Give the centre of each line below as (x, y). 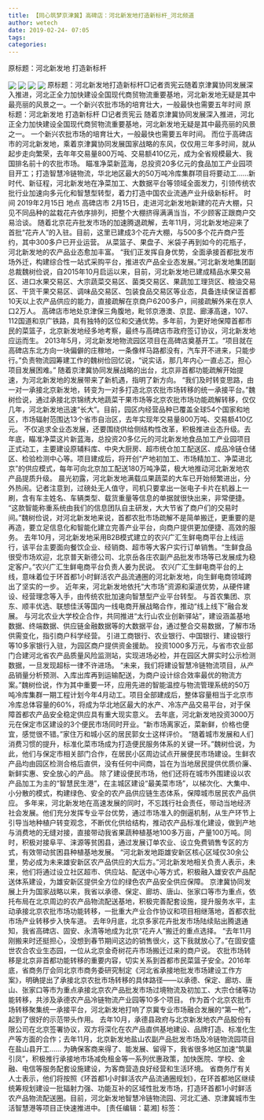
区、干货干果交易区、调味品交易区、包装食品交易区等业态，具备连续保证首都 (132, 291)
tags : (17, 37)
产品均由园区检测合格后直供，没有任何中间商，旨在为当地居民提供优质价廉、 (132, 763)
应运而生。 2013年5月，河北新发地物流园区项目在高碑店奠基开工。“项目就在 (131, 341)
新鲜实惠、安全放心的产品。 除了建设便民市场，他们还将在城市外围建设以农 (130, 774)
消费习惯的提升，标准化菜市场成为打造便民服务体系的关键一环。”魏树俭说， (128, 744)
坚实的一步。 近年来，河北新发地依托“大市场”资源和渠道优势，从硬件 (132, 586)
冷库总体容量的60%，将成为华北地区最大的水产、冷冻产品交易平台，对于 (126, 704)
